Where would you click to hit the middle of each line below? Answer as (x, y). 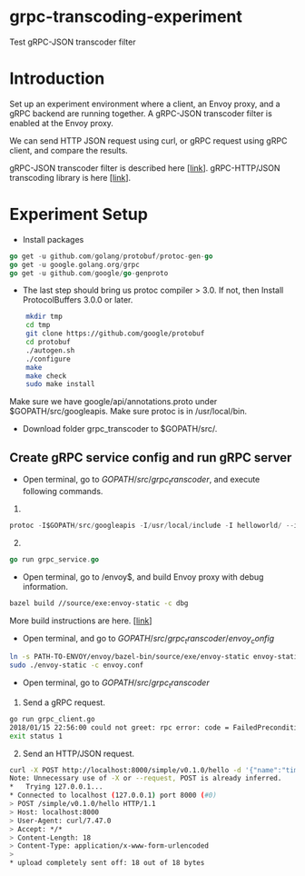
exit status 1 (36, 736)
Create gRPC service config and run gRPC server (151, 458)
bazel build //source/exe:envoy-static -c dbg (99, 603)
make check (46, 376)
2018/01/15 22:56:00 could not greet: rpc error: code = (119, 727)
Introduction (57, 79)
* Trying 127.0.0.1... (56, 787)
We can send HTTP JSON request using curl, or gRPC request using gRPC (148, 140)
